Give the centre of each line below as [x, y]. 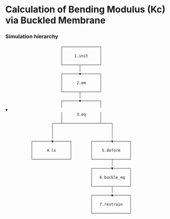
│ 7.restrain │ [111, 205]
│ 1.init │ [81, 56]
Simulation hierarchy [32, 36]
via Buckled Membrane [55, 20]
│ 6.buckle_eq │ [111, 178]
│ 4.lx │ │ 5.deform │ [81, 151]
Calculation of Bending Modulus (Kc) [86, 10]
